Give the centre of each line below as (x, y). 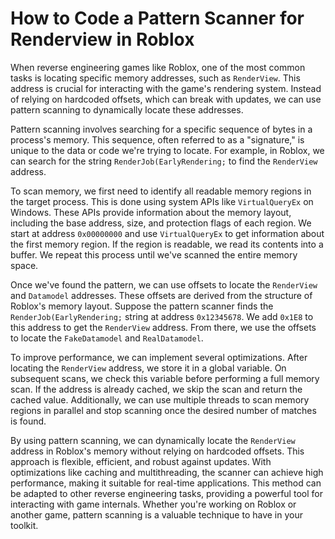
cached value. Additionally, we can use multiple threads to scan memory (160, 399)
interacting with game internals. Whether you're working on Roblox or (153, 504)
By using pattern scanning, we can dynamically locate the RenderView (153, 440)
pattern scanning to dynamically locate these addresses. (127, 109)
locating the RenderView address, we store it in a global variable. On (148, 368)
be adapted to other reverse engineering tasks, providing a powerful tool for (166, 493)
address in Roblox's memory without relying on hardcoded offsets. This (157, 451)
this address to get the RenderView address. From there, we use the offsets (163, 327)
